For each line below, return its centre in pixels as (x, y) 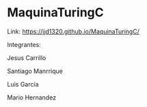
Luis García (23, 84)
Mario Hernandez (32, 97)
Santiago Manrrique (35, 71)
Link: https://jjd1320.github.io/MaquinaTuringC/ (73, 31)
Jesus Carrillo (27, 58)
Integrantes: (24, 44)
